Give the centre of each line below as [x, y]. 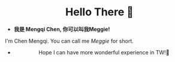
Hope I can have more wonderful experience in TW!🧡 [104, 52]
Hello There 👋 [99, 12]
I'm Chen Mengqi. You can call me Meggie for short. [69, 41]
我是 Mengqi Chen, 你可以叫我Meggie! [62, 29]
